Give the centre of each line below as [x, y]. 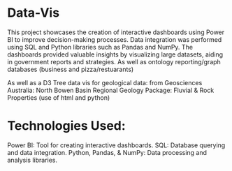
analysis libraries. [32, 160]
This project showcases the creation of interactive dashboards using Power [116, 32]
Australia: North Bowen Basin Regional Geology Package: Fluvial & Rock [111, 90]
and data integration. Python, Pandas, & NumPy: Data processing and [107, 152]
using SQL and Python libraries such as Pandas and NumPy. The [100, 47]
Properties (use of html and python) [59, 97]
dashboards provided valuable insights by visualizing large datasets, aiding [115, 54]
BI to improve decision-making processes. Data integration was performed [115, 39]
